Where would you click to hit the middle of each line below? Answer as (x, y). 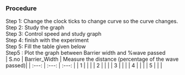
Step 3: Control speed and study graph (54, 34)
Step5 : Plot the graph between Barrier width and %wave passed (86, 53)
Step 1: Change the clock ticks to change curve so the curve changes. (92, 21)
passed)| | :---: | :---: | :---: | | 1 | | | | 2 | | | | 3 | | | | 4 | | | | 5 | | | (84, 65)
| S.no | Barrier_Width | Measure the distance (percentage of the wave (92, 59)
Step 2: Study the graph (35, 27)
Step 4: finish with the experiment (47, 40)
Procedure (21, 8)
